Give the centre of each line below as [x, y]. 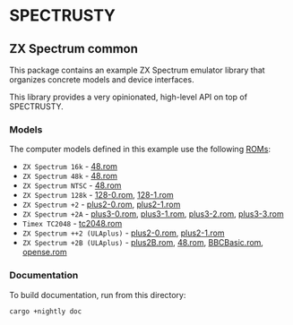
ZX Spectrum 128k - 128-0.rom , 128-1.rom [98, 195]
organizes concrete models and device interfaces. [102, 80]
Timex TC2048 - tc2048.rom [72, 224]
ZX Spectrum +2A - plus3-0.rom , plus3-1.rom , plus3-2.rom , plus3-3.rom [153, 214]
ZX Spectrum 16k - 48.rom [70, 167]
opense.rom [44, 252]
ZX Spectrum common [74, 49]
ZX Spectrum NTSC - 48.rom [72, 185]
